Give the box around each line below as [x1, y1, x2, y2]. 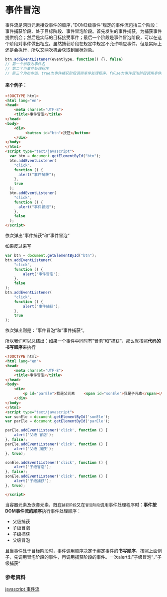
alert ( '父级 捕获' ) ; [14, 446, 54, 451]
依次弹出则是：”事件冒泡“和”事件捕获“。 [5, 327, 87, 333]
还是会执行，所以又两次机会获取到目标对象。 [5, 47, 97, 53]
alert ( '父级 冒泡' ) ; [14, 432, 54, 438]
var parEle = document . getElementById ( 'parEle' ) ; [5, 419, 110, 424]
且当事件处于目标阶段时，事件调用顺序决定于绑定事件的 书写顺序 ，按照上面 [5, 548, 158, 554]
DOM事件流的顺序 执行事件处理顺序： [5, 508, 81, 514]
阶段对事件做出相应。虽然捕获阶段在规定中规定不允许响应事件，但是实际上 [9, 40, 162, 46]
